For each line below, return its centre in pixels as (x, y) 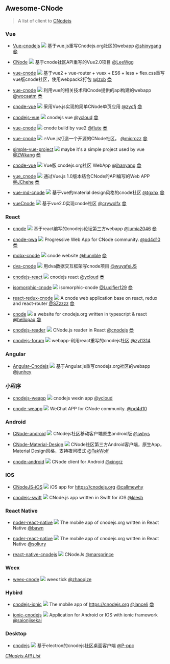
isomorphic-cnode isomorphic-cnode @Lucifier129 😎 (72, 287)
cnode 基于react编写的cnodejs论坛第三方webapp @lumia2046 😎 (85, 229)
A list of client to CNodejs (44, 20)
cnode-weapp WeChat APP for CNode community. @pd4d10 (80, 408)
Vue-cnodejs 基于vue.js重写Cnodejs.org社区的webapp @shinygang (87, 46)
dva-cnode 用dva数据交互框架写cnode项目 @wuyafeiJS (75, 266)
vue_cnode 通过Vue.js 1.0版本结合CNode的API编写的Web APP (81, 176)
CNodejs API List (23, 656)
